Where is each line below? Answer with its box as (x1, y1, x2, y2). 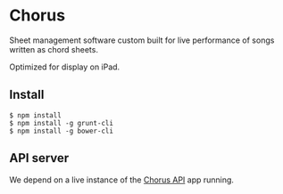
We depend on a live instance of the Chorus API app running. (9, 174, 235, 185)
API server (9, 150, 70, 166)
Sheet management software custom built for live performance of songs (9, 35, 275, 45)
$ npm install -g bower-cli (9, 126, 114, 135)
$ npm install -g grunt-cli (9, 118, 114, 127)
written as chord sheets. (9, 44, 98, 54)
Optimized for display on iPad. (9, 61, 121, 72)
